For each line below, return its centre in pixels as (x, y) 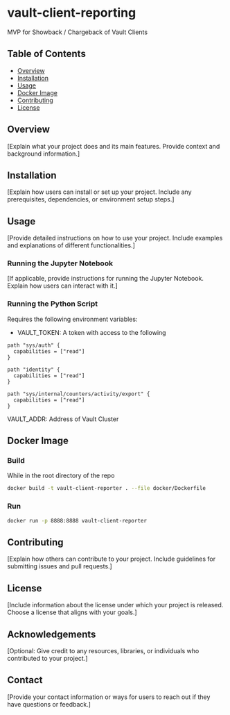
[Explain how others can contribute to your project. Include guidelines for (112, 559)
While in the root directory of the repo (61, 476)
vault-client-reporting (72, 13)
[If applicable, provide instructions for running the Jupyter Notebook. (106, 279)
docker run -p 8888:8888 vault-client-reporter (77, 520)
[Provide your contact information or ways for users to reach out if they (109, 697)
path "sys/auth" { (34, 345)
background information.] (44, 154)
